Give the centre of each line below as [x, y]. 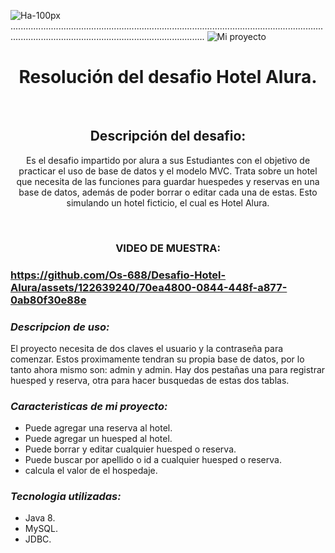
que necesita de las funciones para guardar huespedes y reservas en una [168, 181]
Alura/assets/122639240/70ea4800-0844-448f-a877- [149, 287]
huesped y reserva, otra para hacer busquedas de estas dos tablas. [150, 380]
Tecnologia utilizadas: [66, 497]
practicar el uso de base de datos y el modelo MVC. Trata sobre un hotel [168, 171]
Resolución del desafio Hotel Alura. [168, 77]
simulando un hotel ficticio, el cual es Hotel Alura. [168, 202]
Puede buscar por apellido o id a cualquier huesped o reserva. [153, 460]
